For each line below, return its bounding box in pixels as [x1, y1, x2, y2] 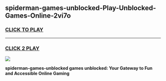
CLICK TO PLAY [5, 27, 43, 33]
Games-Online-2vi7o [5, 12, 71, 20]
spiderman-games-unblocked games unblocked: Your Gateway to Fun [5, 65, 153, 71]
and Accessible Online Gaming [5, 70, 70, 76]
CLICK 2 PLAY [5, 45, 40, 52]
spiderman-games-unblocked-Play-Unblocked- [5, 4, 157, 12]
